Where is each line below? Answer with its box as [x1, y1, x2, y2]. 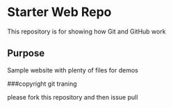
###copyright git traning [7, 79, 78, 88]
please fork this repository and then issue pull [7, 93, 138, 101]
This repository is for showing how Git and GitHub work [7, 27, 166, 36]
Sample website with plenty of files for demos [7, 65, 139, 74]
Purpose [7, 47, 45, 59]
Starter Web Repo [7, 4, 112, 20]
